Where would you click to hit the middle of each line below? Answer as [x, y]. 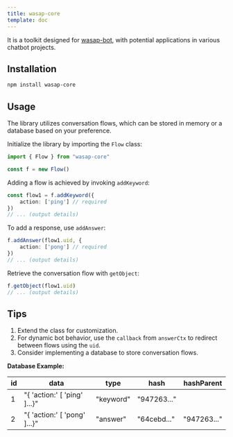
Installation [32, 69]
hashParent [203, 384]
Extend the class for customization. [68, 331]
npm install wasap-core [42, 85]
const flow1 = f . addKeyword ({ [51, 195]
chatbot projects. [32, 47]
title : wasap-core [34, 14]
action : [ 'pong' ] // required [63, 247]
